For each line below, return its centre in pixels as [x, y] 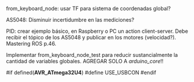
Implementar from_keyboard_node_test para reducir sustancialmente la [92, 55]
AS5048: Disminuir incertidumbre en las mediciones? [70, 20]
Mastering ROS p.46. [31, 44]
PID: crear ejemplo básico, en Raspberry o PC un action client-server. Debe [97, 31]
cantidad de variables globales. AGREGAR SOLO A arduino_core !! [85, 61]
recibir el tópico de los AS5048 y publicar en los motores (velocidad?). [91, 37]
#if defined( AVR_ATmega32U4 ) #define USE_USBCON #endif [81, 72]
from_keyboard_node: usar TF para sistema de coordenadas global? [89, 8]
